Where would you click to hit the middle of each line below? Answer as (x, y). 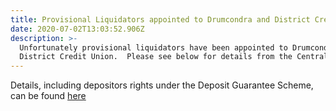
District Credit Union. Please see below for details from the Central (174, 57)
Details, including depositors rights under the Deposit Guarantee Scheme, (162, 85)
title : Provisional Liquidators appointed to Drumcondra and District (160, 19)
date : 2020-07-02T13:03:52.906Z (77, 29)
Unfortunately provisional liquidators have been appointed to (153, 47)
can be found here (48, 96)
